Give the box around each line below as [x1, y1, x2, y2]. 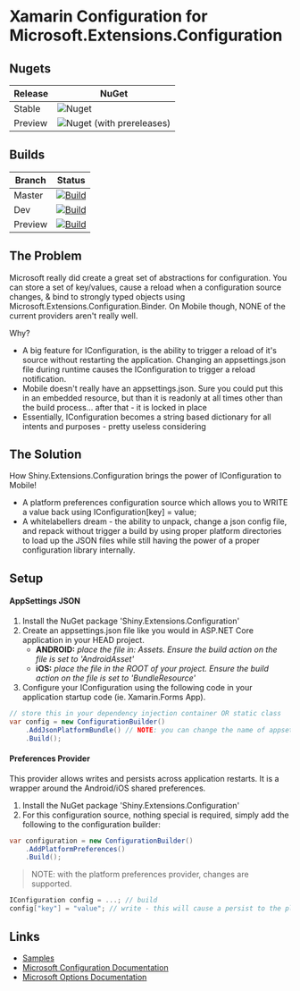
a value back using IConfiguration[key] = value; [21, 507, 197, 518]
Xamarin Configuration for [9, 6, 208, 27]
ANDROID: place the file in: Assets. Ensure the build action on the [35, 644, 279, 655]
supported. [30, 878, 72, 889]
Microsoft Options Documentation [21, 971, 147, 982]
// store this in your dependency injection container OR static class [9, 709, 281, 718]
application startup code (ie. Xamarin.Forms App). [21, 691, 206, 703]
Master [13, 189, 44, 201]
